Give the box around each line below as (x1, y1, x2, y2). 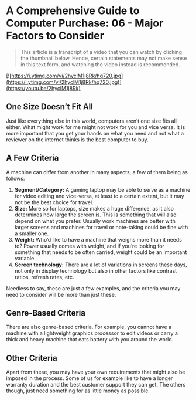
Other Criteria (6, 353, 57, 363)
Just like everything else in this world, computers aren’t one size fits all (6, 117, 177, 124)
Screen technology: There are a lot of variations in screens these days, (14, 261, 187, 268)
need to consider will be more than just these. (6, 291, 116, 298)
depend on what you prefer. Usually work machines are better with (14, 217, 176, 224)
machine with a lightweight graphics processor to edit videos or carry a (6, 330, 178, 337)
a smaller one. (14, 230, 49, 237)
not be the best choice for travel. (14, 198, 94, 206)
